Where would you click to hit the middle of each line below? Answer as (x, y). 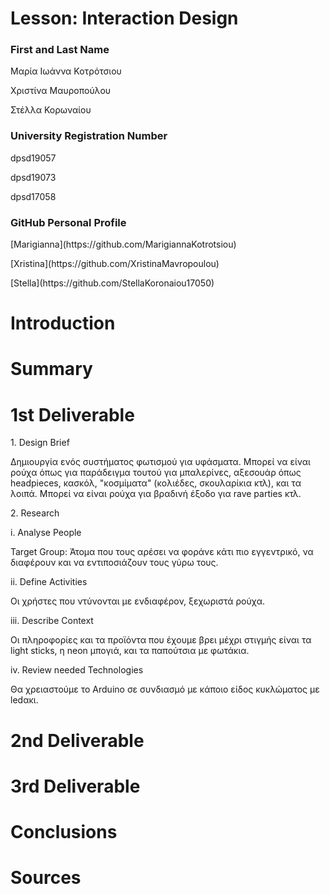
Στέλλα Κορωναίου (51, 110)
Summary (51, 369)
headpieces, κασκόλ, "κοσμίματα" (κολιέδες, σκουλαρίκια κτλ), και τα (156, 483)
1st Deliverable (72, 414)
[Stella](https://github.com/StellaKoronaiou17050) (112, 283)
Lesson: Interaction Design (124, 18)
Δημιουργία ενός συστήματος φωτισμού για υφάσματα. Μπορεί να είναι (160, 462)
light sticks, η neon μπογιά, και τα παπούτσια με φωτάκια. (130, 651)
